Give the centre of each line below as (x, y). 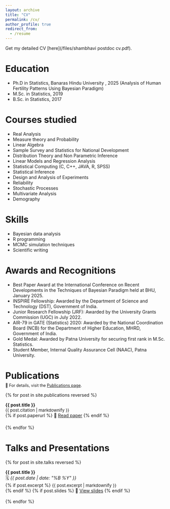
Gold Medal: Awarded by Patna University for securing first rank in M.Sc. (89, 339)
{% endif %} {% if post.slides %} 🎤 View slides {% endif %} (68, 491)
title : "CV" (18, 15)
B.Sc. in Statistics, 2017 (37, 99)
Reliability (23, 183)
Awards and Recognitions (61, 270)
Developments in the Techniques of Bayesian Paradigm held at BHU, (84, 290)
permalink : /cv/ (22, 19)
